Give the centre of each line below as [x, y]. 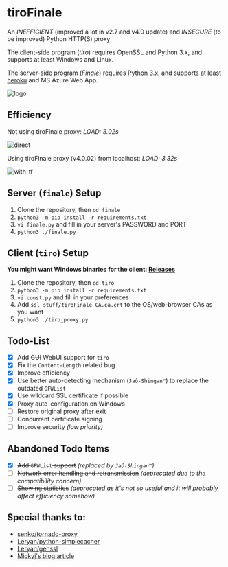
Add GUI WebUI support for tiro [63, 358]
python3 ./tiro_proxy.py [53, 320]
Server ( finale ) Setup [54, 193]
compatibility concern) [49, 481]
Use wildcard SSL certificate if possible [73, 395]
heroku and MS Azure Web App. [53, 80]
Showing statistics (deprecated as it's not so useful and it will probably [117, 488]
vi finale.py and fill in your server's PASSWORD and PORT [102, 224]
